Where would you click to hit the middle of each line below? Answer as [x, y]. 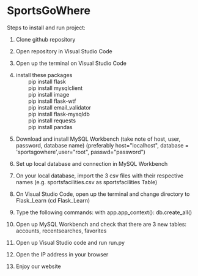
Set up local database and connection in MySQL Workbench [92, 163]
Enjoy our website [38, 266]
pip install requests [52, 121]
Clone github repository [46, 39]
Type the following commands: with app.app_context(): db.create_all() [104, 212]
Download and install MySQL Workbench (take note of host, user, [98, 139]
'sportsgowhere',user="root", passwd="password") [81, 152]
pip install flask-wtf [52, 101]
